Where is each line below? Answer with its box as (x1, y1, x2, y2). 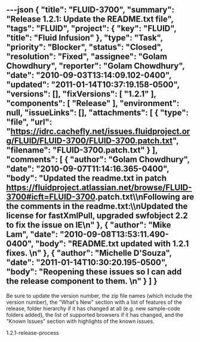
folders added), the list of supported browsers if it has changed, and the (6, 311, 184, 318)
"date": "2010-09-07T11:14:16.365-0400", (6, 164, 170, 174)
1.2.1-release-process (6, 329, 59, 336)
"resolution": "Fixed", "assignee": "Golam (6, 52, 167, 62)
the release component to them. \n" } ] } (6, 276, 158, 286)
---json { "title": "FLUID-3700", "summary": (6, 5, 175, 15)
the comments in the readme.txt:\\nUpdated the (6, 201, 188, 211)
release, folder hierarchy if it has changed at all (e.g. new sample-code (6, 305, 180, 312)
